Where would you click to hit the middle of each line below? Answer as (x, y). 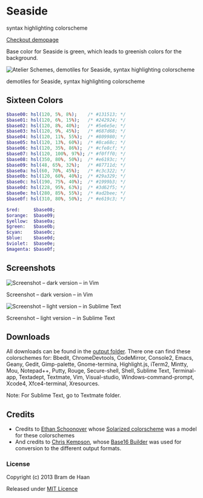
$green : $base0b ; (31, 227)
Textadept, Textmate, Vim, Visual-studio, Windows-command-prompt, (106, 377)
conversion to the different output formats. (68, 448)
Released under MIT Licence (42, 489)
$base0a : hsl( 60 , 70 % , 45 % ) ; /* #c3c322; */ (66, 171)
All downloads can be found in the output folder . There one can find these (98, 351)
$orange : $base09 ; (31, 215)
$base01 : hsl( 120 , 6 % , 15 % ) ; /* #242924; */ (66, 120)
